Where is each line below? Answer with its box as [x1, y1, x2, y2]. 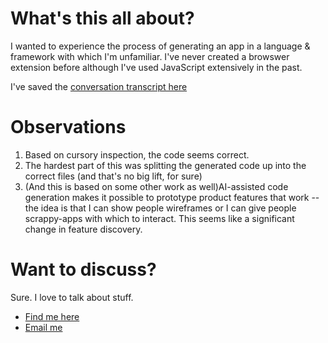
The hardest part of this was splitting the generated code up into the [24, 159, 307, 171]
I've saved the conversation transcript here [10, 80, 188, 92]
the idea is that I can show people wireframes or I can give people [24, 202, 297, 214]
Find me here [24, 310, 80, 322]
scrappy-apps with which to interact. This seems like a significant [24, 212, 295, 224]
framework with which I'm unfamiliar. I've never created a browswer [10, 50, 290, 62]
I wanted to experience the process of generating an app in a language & [10, 40, 311, 52]
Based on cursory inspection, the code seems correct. [24, 148, 250, 161]
